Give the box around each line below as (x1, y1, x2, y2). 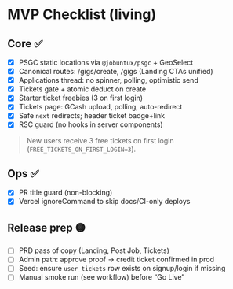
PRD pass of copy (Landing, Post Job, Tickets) (18, 246, 170, 255)
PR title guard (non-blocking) (18, 187, 113, 198)
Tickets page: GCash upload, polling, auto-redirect (18, 102, 183, 112)
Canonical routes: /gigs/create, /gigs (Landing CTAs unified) (18, 67, 213, 76)
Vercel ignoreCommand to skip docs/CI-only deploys (18, 197, 191, 206)
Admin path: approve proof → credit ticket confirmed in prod (18, 254, 215, 265)
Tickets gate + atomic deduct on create (18, 84, 147, 94)
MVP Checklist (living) (7, 6, 157, 24)
